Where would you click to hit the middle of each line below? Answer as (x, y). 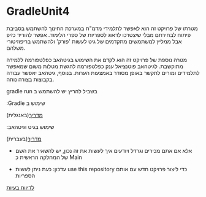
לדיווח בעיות (21, 187)
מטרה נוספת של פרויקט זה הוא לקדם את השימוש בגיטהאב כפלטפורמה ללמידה (97, 60)
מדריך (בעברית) (24, 139)
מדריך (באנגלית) (25, 115)
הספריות (25, 176)
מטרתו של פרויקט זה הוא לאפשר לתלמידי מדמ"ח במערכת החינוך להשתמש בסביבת (102, 28)
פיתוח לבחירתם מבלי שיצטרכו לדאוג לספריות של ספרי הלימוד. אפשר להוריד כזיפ (99, 34)
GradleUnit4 (38, 11)
